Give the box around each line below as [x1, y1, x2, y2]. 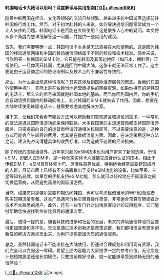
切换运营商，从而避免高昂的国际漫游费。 [5, 179, 86, 185]
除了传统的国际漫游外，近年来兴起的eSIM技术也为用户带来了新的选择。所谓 [5, 149, 157, 154]
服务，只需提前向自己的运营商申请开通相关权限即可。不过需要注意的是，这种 [5, 126, 159, 132]
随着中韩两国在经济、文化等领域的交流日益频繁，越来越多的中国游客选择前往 [5, 15, 159, 21]
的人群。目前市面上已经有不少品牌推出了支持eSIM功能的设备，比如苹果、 [5, 167, 152, 173]
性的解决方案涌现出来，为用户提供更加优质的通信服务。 [9, 231, 121, 237]
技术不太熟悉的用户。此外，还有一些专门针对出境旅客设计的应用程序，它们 [5, 202, 155, 208]
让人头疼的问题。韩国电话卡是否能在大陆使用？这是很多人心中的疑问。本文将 [5, 27, 159, 33]
